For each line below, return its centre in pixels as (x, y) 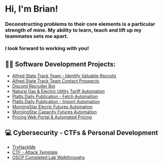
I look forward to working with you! (47, 49)
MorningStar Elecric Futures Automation (52, 107)
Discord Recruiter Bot (34, 86)
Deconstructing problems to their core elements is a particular (80, 24)
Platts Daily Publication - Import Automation (56, 101)
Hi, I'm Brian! (32, 9)
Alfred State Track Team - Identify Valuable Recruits (64, 76)
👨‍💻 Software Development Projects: (60, 64)
